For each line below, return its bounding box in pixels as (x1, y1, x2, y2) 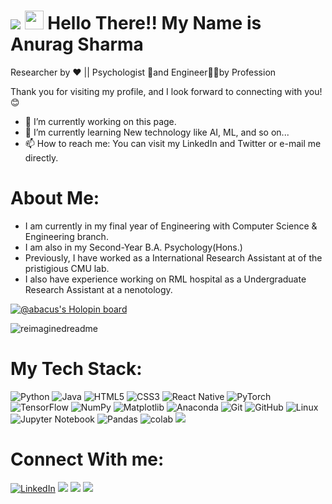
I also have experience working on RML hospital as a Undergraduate (24, 273, 307, 285)
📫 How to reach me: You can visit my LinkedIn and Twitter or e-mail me (24, 137, 322, 149)
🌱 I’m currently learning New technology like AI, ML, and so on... (24, 126, 290, 138)
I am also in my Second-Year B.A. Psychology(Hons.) (24, 241, 243, 253)
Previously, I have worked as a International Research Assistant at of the (24, 251, 323, 264)
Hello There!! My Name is (47, 12, 262, 35)
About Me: (10, 187, 100, 210)
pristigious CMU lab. (24, 262, 110, 274)
